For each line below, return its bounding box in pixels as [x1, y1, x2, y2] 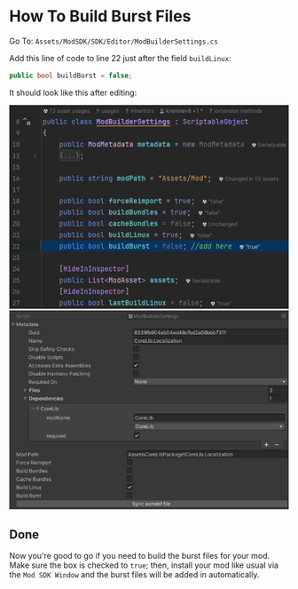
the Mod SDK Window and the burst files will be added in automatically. [9, 569, 260, 580]
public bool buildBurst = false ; [9, 71, 133, 80]
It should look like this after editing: [9, 87, 137, 98]
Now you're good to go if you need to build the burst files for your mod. [9, 551, 271, 561]
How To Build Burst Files [9, 6, 192, 27]
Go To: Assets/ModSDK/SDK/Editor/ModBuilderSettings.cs [9, 36, 219, 46]
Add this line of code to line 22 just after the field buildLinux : [9, 52, 232, 63]
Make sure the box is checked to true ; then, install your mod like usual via [9, 560, 279, 570]
